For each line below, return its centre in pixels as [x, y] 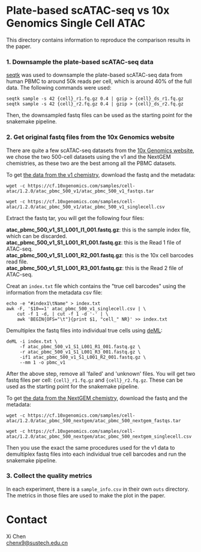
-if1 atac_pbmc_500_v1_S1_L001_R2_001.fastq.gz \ [83, 357]
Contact [27, 520]
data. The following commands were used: [59, 88]
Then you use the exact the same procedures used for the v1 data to [91, 447]
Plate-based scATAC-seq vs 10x [88, 11]
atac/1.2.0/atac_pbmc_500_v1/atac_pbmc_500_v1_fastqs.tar [80, 191]
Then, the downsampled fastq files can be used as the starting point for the [99, 115]
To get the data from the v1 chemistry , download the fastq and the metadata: [101, 174]
